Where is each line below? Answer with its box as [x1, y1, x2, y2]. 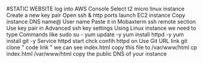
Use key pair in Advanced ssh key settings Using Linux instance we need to [6, 24, 196, 31]
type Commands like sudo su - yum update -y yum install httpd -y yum [6, 31, 184, 38]
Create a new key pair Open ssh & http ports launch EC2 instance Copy [6, 12, 186, 19]
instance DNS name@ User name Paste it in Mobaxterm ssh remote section [6, 18, 196, 25]
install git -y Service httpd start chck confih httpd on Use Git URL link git [6, 38, 188, 44]
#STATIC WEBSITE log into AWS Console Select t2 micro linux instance [6, 5, 185, 12]
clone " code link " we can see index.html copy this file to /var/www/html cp [6, 44, 198, 51]
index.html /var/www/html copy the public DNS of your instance [6, 50, 167, 57]
